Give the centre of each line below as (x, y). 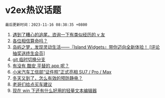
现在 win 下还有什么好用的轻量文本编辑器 (54, 91)
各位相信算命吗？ (30, 41)
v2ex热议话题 (33, 10)
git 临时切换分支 (29, 59)
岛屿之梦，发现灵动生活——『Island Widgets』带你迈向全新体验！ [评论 (86, 47)
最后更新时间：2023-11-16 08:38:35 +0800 (46, 25)
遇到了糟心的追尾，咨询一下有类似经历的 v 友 (59, 34)
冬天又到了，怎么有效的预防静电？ (47, 78)
